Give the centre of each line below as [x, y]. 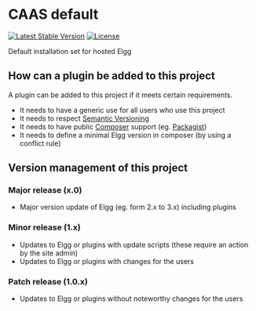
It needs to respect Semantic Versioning [84, 118]
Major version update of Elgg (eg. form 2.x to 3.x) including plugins [128, 207]
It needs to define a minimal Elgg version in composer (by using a [125, 135]
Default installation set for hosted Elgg [70, 51]
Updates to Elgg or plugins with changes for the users [107, 261]
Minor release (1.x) [44, 227]
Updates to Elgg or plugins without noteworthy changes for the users [131, 298]
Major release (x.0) [45, 190]
